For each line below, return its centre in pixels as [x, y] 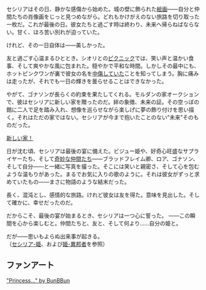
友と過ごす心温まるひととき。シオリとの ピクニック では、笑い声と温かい [97, 58]
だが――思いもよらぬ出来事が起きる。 [55, 236]
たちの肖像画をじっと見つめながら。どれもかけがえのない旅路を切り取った [105, 17]
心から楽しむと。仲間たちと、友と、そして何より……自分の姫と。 [99, 223]
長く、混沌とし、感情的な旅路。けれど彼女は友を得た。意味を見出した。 [97, 195]
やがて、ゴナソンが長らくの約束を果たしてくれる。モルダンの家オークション [103, 94]
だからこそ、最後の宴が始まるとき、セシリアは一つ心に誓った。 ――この [98, 216]
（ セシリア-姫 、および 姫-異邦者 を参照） [57, 244]
